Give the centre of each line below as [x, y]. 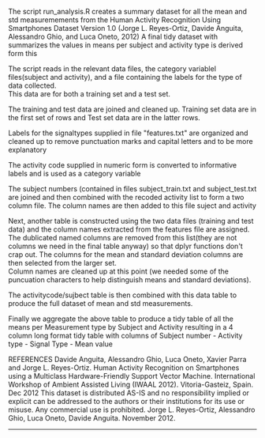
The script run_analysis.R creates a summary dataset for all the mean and [127, 11]
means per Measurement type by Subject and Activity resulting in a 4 [121, 327]
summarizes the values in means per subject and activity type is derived [125, 45]
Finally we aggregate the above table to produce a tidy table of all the [121, 319]
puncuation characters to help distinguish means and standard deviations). [130, 279]
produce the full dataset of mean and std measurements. [101, 303]
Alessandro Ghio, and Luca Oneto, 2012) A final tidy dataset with [113, 36]
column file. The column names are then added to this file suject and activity [132, 206]
